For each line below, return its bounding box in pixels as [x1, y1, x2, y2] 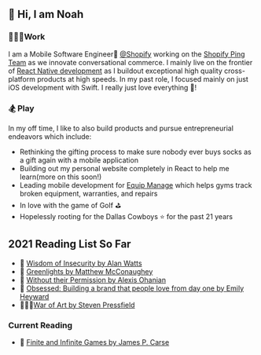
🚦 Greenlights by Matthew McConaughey [19, 266, 153, 276]
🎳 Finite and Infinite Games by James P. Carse [19, 338, 170, 347]
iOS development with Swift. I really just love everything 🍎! [8, 82, 197, 92]
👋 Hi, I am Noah [8, 8, 84, 21]
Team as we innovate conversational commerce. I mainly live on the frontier [8, 57, 253, 67]
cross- [223, 66, 246, 75]
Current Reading [8, 320, 73, 331]
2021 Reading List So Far [8, 237, 131, 251]
